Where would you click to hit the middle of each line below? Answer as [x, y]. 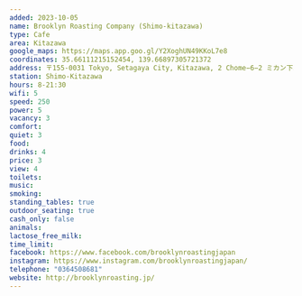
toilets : [26, 177]
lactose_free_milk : [46, 236]
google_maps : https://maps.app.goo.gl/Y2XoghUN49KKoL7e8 [119, 51]
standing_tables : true [52, 203]
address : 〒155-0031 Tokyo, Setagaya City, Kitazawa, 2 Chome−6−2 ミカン [148, 69]
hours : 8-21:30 [38, 85]
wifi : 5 [24, 93]
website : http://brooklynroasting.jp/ [82, 278]
